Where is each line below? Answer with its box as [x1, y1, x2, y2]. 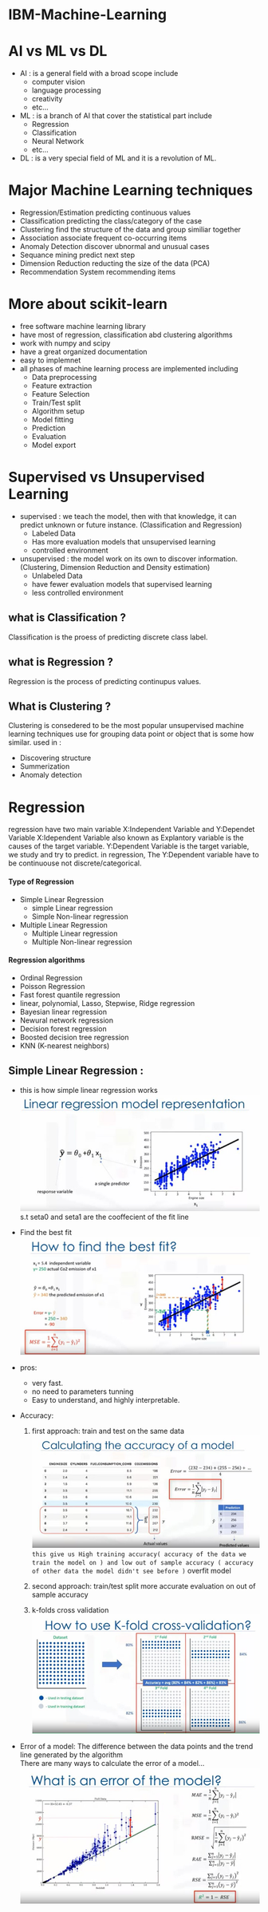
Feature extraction [31, 381, 93, 390]
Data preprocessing [31, 373, 97, 382]
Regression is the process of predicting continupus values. [8, 676, 202, 686]
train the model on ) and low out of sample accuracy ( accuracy [31, 1558, 254, 1566]
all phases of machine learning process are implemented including [19, 364, 238, 373]
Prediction [31, 423, 66, 433]
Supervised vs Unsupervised [8, 469, 205, 486]
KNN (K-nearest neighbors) [19, 1040, 110, 1051]
